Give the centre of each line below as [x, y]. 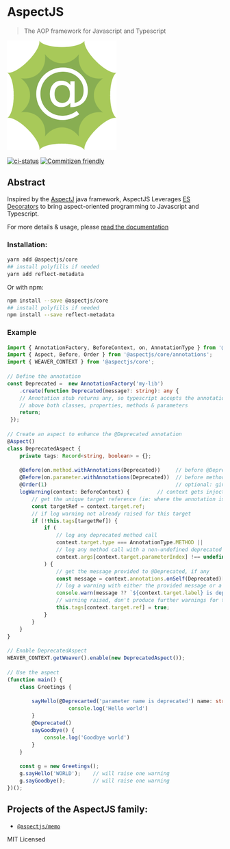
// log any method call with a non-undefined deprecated [139, 550]
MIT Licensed [26, 839]
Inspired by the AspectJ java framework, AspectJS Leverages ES [99, 199]
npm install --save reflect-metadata [61, 315]
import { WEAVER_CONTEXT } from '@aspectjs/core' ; [81, 362]
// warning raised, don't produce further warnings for [137, 600]
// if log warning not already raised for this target [112, 514]
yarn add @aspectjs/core [42, 260]
